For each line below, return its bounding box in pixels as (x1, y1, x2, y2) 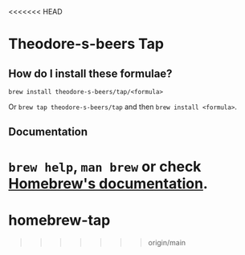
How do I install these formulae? (8, 67, 173, 80)
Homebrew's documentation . (8, 174, 209, 192)
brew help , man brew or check (8, 157, 202, 176)
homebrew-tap (8, 211, 111, 229)
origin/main (148, 237, 186, 247)
